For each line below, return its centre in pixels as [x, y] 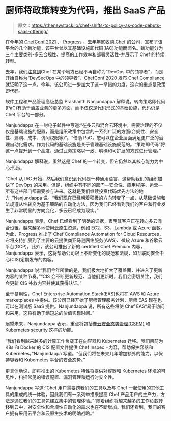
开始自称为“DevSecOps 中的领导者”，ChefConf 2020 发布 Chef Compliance [85, 78]
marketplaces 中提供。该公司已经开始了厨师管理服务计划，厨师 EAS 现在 [81, 300]
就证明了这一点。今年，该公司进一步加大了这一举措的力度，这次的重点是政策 [85, 84]
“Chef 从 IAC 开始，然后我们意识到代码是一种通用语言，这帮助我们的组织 [81, 178]
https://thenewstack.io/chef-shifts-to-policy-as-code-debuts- [96, 25]
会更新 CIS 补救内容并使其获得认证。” [44, 283]
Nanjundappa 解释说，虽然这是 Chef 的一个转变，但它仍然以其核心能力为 [82, 161]
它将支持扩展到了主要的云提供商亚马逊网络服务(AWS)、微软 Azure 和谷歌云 [84, 240]
